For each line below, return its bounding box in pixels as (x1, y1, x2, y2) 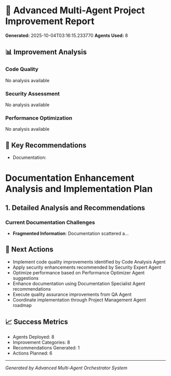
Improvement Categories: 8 (12, 339, 70, 345)
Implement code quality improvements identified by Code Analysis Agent (12, 258, 166, 265)
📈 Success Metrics (5, 318, 68, 326)
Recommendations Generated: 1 (12, 344, 80, 350)
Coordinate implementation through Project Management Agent (12, 296, 146, 303)
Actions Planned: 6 (12, 350, 52, 356)
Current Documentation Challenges (5, 219, 95, 226)
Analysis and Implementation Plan (5, 183, 153, 195)
